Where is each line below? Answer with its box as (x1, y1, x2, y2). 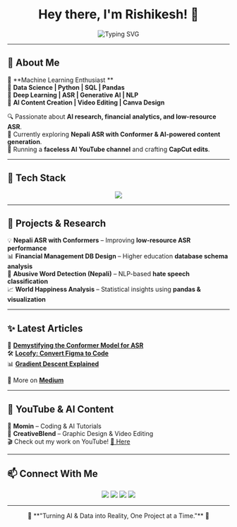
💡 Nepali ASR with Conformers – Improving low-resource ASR (7, 236, 191, 244)
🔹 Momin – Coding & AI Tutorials (7, 422, 102, 430)
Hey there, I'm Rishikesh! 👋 (38, 6, 199, 23)
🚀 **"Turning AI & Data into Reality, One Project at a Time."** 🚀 (28, 511, 209, 520)
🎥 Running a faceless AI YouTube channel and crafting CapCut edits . (7, 145, 210, 153)
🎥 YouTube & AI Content (7, 403, 114, 415)
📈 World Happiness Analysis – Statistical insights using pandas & (7, 285, 201, 294)
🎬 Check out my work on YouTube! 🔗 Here (7, 437, 130, 446)
